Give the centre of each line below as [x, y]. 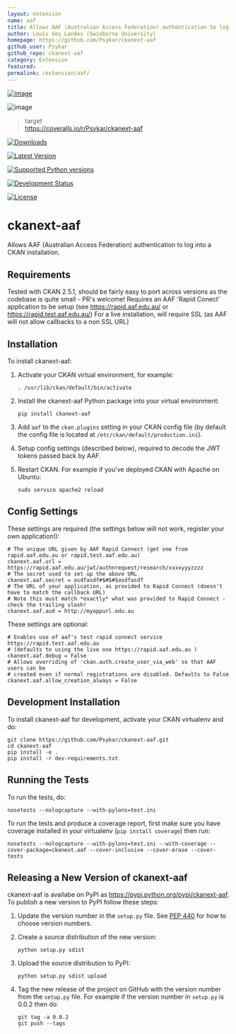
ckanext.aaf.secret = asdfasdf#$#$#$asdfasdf [75, 580]
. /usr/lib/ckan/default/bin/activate [75, 388]
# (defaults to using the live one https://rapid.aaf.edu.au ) [102, 649]
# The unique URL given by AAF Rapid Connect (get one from [98, 549]
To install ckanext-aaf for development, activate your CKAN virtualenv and [116, 719]
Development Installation [64, 702]
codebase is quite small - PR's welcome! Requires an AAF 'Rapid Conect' [114, 299]
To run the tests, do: [36, 797]
